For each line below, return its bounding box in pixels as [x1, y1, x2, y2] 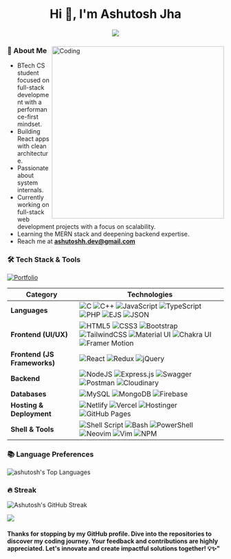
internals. [16, 186, 44, 194]
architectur [16, 150, 49, 158]
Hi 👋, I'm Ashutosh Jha [49, 6, 182, 22]
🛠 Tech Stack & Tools [7, 255, 81, 265]
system [16, 179, 38, 187]
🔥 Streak [7, 485, 36, 495]
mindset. [16, 120, 43, 128]
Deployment [10, 409, 52, 418]
